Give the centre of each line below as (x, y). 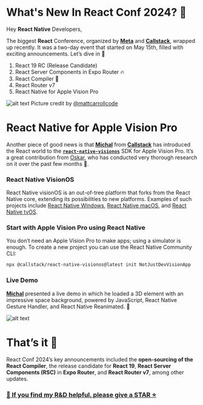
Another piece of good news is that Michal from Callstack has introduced (98, 144)
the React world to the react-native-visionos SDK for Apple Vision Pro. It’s (100, 151)
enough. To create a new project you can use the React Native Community (99, 247)
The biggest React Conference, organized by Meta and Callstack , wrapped (101, 41)
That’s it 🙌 (32, 342)
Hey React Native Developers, (44, 29)
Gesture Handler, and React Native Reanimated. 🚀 (68, 306)
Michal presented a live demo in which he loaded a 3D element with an (95, 294)
